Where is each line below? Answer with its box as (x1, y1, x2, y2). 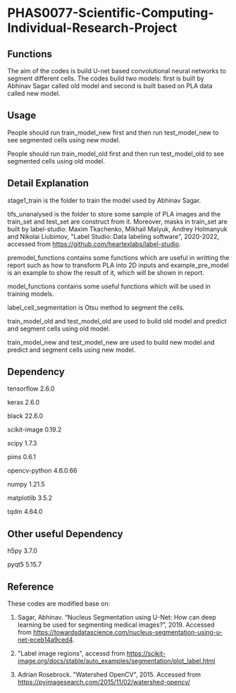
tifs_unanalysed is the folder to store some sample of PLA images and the (7, 209, 221, 218)
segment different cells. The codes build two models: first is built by (7, 74, 204, 82)
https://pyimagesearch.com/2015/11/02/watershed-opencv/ (17, 678, 190, 687)
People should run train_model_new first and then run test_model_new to (7, 128, 219, 137)
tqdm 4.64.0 (7, 508, 43, 516)
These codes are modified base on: (7, 599, 111, 608)
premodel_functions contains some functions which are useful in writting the (7, 253, 230, 262)
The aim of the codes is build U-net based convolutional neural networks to (7, 67, 227, 75)
